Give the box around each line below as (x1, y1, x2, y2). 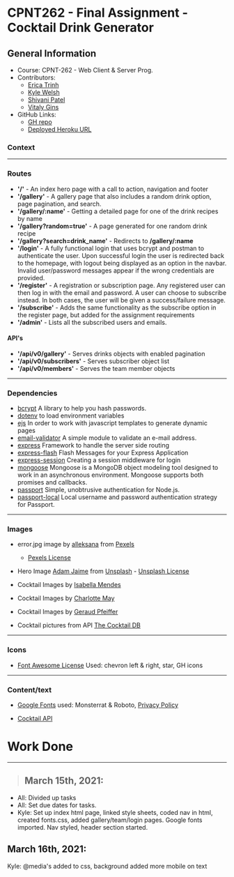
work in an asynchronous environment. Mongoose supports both (17, 471, 204, 479)
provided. (17, 273, 45, 282)
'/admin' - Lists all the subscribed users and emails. (17, 318, 167, 326)
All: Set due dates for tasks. (17, 800, 97, 809)
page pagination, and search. (17, 199, 102, 208)
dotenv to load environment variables (17, 411, 125, 420)
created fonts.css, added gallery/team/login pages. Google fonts (17, 816, 203, 824)
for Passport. (17, 501, 55, 509)
